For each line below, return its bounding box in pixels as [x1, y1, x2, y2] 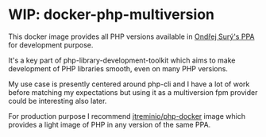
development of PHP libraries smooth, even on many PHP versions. [8, 63, 229, 73]
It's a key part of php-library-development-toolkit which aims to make [8, 55, 236, 65]
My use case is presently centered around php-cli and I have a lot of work [8, 79, 250, 89]
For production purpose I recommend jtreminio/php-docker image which [8, 111, 246, 120]
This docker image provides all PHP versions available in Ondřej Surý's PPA [8, 32, 255, 41]
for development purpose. [8, 40, 94, 49]
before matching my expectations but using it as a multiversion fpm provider [8, 87, 258, 97]
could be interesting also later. [8, 96, 107, 105]
